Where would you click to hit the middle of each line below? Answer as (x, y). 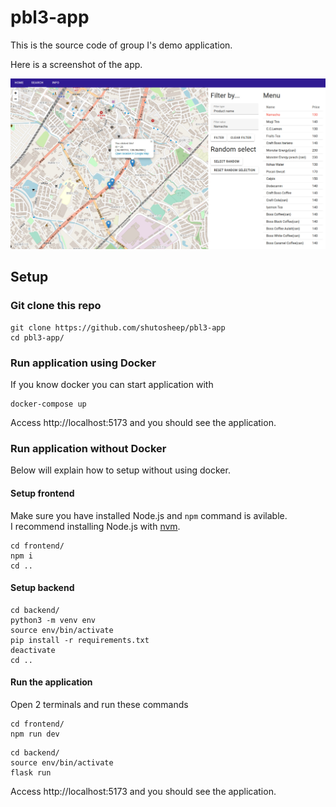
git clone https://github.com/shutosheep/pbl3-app (118, 327)
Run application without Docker (88, 448)
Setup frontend (42, 493)
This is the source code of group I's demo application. (121, 45)
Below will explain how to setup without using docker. (120, 470)
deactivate (33, 650)
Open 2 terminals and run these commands (99, 704)
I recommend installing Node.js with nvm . (95, 526)
